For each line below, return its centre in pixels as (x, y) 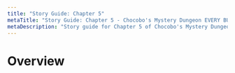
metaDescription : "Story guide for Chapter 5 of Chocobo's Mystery (108, 26)
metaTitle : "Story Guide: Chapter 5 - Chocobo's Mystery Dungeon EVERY (114, 20)
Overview (36, 61)
